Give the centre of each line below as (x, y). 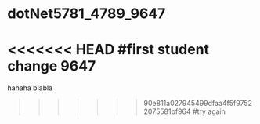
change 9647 (52, 66)
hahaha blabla (30, 88)
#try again (209, 111)
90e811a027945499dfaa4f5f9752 (198, 104)
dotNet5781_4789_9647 (87, 14)
